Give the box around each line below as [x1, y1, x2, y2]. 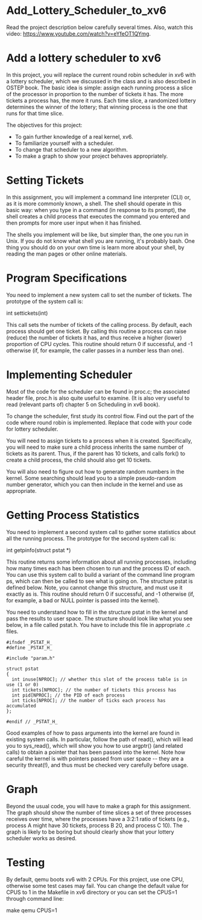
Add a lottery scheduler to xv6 [6, 51, 162, 65]
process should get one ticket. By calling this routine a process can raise [6, 327, 187, 335]
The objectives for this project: [6, 121, 83, 129]
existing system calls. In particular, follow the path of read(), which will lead [6, 735, 193, 743]
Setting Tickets [6, 173, 84, 187]
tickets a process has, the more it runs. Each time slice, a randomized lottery [6, 97, 196, 104]
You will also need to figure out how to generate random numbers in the [6, 468, 185, 475]
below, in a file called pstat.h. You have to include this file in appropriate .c [6, 621, 191, 628]
